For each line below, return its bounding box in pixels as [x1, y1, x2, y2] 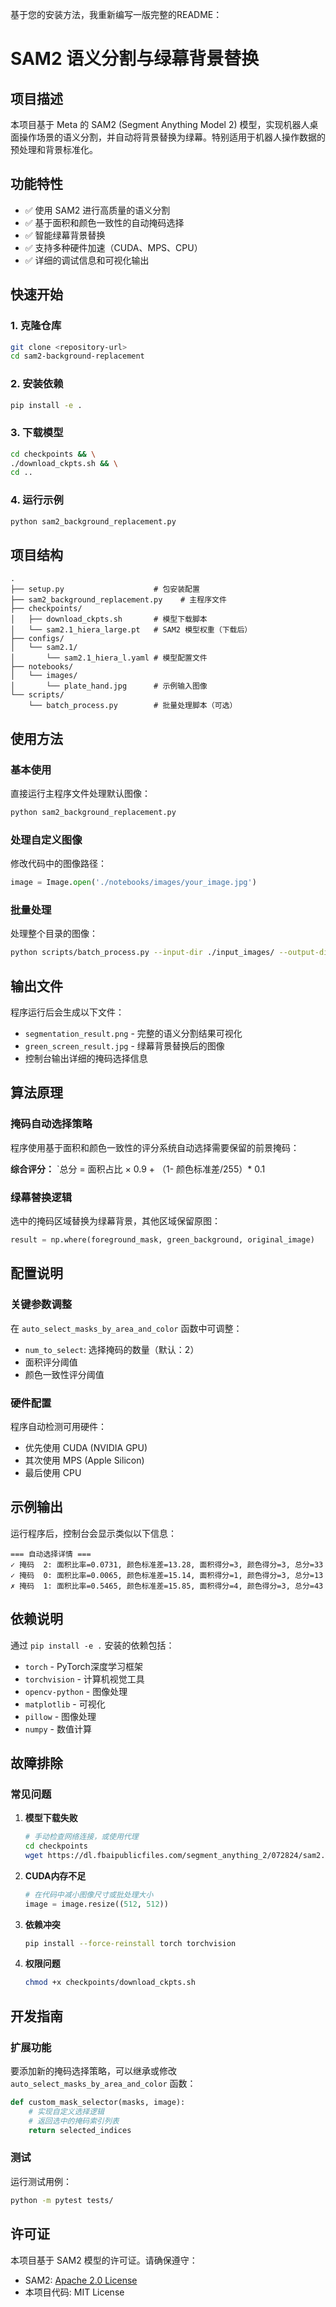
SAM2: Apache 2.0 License [24, 2274, 138, 2286]
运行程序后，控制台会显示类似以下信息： [10, 1527, 177, 1539]
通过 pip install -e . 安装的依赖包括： [10, 1639, 175, 1651]
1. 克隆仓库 [10, 319, 62, 333]
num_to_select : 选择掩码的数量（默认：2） [24, 1343, 200, 1355]
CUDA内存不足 [24, 1869, 87, 1882]
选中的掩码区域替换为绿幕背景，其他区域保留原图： [10, 1215, 221, 1227]
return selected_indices [28, 2125, 132, 2135]
